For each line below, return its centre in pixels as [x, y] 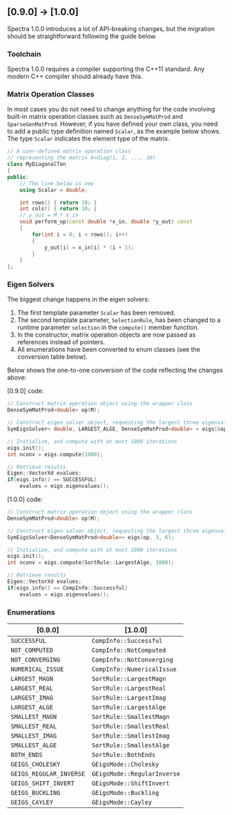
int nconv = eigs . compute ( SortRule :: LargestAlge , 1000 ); [91, 563]
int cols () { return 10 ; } [58, 209]
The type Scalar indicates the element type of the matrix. [89, 139]
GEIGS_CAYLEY [32, 802]
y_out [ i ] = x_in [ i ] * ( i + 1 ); [89, 247]
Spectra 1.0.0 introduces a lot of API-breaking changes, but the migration [111, 28]
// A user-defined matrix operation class [69, 151]
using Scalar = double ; [54, 190]
